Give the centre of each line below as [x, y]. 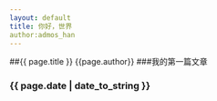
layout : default [40, 18]
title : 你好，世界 [41, 26]
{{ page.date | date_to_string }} [80, 86]
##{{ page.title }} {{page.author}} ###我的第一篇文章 [108, 62]
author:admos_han [42, 35]
